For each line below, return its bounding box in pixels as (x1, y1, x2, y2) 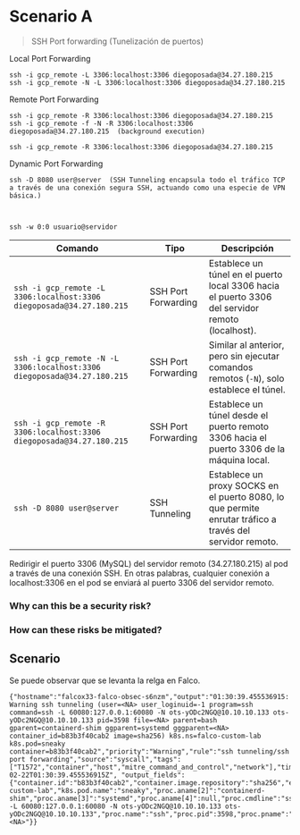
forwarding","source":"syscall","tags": (29, 755, 181, 763)
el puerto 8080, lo (208, 490, 285, 502)
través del (208, 524, 251, 536)
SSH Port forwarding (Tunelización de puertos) (30, 36, 204, 46)
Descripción (221, 241, 274, 254)
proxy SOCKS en (208, 479, 279, 492)
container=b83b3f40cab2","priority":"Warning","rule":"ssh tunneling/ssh (9, 746, 290, 756)
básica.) (9, 190, 42, 200)
